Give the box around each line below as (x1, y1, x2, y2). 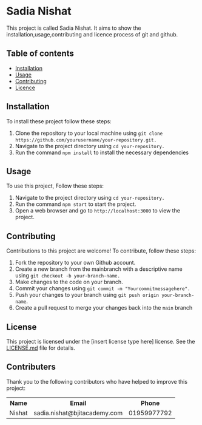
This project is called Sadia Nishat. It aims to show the (6, 24, 141, 32)
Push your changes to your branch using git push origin (15, 291, 160, 299)
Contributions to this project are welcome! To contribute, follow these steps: (6, 247, 196, 254)
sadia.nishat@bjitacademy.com (33, 409, 123, 417)
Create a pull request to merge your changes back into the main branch (15, 304, 193, 311)
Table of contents (6, 49, 74, 59)
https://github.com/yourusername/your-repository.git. (15, 137, 157, 143)
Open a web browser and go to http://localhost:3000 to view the (15, 207, 181, 214)
